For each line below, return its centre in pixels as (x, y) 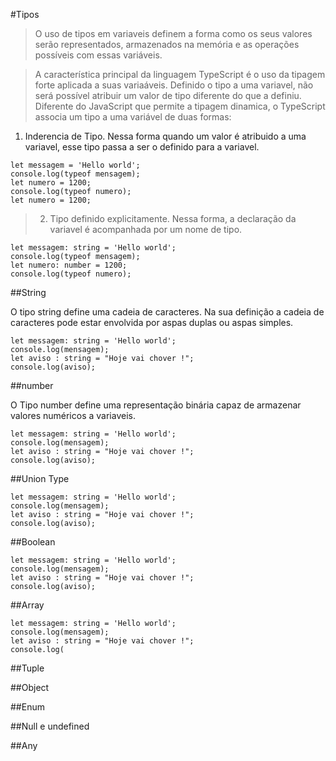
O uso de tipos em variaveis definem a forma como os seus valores (173, 33)
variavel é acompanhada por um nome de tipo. (146, 229)
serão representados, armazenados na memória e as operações (167, 44)
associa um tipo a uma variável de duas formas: (133, 117)
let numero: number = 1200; (69, 265)
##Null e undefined (50, 726)
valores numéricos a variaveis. (73, 415)
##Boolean (33, 542)
